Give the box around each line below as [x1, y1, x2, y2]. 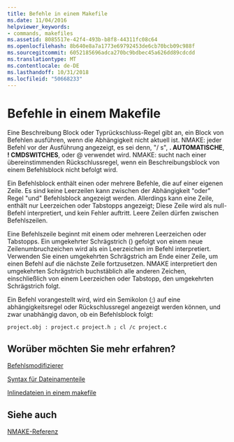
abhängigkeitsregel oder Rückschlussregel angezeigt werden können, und [7, 303, 221, 311]
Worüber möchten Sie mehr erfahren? [7, 343, 176, 355]
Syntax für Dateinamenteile [7, 375, 86, 383]
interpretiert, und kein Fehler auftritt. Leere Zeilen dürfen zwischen [27, 209, 219, 218]
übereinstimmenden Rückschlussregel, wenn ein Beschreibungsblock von [7, 158, 220, 166]
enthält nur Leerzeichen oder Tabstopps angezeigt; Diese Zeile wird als [7, 201, 212, 210]
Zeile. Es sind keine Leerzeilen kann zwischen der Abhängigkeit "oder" [7, 187, 211, 195]
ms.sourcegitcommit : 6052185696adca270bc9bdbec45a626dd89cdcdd [7, 50, 196, 57]
